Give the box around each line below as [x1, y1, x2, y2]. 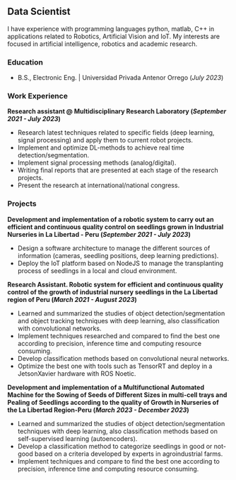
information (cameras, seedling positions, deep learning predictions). [17, 251, 219, 259]
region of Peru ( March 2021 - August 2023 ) [7, 295, 137, 303]
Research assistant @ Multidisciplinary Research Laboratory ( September [7, 107, 227, 116]
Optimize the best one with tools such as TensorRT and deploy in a [17, 362, 213, 370]
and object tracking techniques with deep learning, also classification [17, 316, 220, 325]
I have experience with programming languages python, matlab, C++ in [7, 24, 215, 33]
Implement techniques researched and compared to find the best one [17, 331, 220, 340]
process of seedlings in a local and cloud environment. [17, 266, 177, 275]
